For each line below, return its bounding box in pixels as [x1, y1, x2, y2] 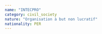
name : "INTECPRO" [5, 7, 41, 12]
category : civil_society [5, 12, 57, 17]
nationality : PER [5, 21, 41, 26]
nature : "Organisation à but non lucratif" [5, 16, 98, 21]
